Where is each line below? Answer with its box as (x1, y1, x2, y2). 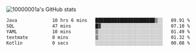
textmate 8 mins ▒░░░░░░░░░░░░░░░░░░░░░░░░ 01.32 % (6, 34, 190, 41)
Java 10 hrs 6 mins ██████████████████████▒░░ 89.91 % (6, 18, 190, 24)
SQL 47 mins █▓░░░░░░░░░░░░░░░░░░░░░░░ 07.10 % (6, 23, 190, 29)
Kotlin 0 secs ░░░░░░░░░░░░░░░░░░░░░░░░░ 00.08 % (6, 40, 190, 46)
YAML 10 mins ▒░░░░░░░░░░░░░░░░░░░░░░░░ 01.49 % (6, 28, 190, 34)
